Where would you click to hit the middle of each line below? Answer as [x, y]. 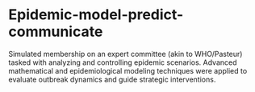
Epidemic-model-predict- [96, 15]
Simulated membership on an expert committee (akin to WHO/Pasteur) [125, 54]
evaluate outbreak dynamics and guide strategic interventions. [112, 79]
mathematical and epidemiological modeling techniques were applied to [128, 70]
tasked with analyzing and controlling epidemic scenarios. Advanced [123, 62]
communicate [56, 32]
